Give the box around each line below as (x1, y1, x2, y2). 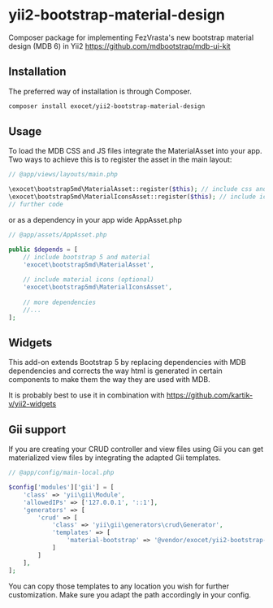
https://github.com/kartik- (166, 390, 253, 400)
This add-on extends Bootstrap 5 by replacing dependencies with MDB (8, 358, 246, 367)
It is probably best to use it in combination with (8, 390, 165, 400)
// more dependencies (23, 298, 96, 306)
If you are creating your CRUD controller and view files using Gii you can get (8, 445, 264, 454)
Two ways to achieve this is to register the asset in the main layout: (8, 154, 232, 164)
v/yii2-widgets (8, 399, 57, 409)
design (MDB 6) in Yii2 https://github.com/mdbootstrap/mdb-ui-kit (8, 41, 231, 50)
